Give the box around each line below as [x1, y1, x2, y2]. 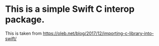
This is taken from [5, 30, 42, 36]
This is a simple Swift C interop [5, 3, 135, 15]
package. [5, 14, 45, 25]
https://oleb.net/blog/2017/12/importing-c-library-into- [43, 30, 154, 36]
